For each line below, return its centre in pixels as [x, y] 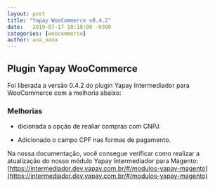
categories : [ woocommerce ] [47, 33]
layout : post [26, 14]
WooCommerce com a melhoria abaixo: [64, 93]
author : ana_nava [33, 40]
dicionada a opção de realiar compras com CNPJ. [89, 127]
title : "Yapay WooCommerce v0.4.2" [59, 20]
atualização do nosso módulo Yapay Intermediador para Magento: [103, 161]
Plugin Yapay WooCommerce [73, 69]
